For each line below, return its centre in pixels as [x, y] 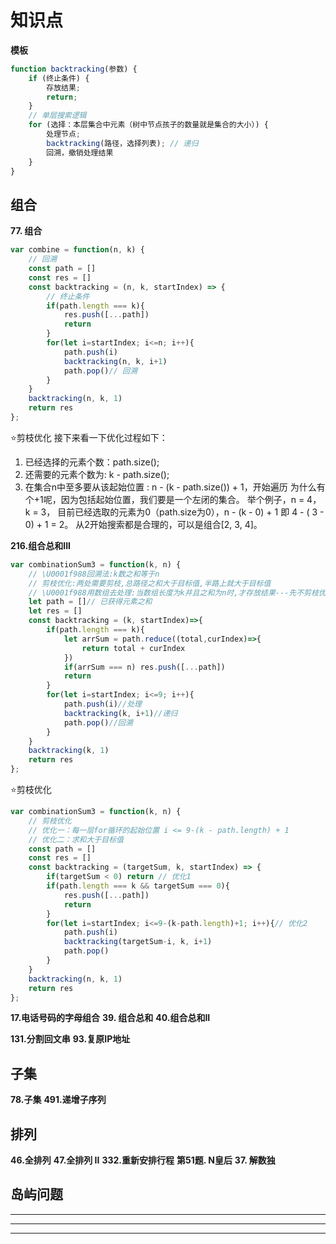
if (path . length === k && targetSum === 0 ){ [138, 886]
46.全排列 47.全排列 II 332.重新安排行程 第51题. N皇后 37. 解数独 [143, 1160]
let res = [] [55, 611]
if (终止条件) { [59, 78]
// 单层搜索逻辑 [57, 116]
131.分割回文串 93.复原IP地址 [70, 1039]
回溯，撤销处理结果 [80, 152]
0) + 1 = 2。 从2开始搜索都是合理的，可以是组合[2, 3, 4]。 [143, 524]
